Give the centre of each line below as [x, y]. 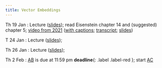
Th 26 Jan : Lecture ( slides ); [35, 50]
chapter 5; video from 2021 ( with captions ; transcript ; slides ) [69, 30]
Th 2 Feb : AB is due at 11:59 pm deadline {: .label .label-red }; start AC [79, 60]
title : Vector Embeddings [33, 10]
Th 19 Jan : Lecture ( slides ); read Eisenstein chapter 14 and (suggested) [81, 25]
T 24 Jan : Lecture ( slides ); [34, 40]
